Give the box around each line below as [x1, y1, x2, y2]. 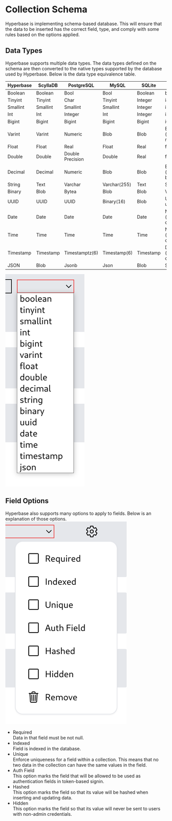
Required [12, 729, 32, 735]
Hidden [12, 800, 29, 806]
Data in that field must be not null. [12, 734, 84, 740]
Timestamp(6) [102, 250, 133, 256]
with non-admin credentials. [12, 811, 72, 817]
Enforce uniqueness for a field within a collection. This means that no [12, 756, 159, 762]
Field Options [5, 497, 49, 505]
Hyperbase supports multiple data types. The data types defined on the [5, 60, 157, 66]
